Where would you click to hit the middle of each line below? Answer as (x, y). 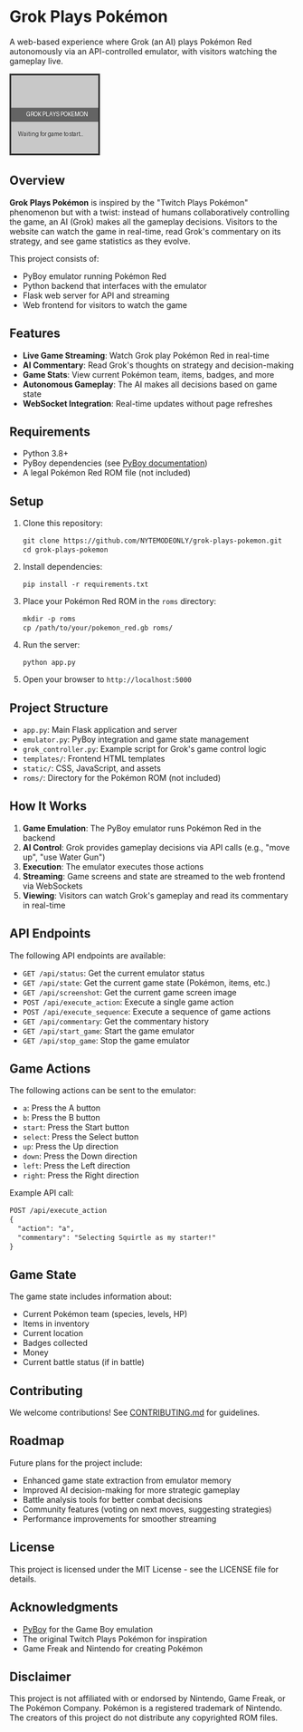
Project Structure (59, 708)
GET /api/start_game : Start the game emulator (109, 1031)
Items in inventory (56, 1323)
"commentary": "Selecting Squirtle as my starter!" (117, 1238)
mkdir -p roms (49, 619)
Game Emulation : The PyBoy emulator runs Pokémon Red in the (142, 828)
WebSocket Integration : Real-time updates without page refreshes (147, 403)
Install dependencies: (62, 567)
